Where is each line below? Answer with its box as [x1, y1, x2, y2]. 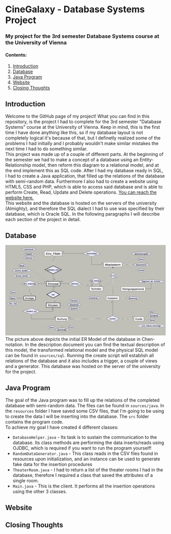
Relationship [5, 162, 32, 168]
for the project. [5, 369, 37, 375]
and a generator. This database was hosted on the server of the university [5, 363, 161, 369]
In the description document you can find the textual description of [24, 341, 165, 348]
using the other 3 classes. [12, 489, 67, 495]
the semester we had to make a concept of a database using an [5, 157, 139, 163]
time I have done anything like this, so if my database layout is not [5, 129, 144, 136]
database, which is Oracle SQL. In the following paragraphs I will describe [5, 211, 160, 217]
